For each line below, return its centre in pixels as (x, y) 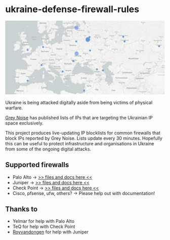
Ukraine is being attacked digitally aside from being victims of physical (79, 102)
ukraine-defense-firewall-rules (72, 9)
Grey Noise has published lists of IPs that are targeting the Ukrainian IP (79, 117)
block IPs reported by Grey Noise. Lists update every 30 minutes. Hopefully (84, 138)
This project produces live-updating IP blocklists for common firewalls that (83, 133)
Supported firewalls (37, 165)
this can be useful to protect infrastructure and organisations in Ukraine (80, 143)
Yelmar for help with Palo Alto (44, 221)
